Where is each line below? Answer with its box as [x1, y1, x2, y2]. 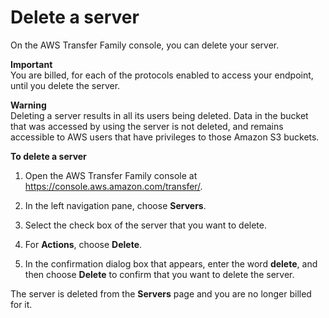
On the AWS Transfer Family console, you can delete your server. [10, 39, 280, 51]
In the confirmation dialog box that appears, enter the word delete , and [24, 257, 318, 270]
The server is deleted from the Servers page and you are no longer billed [10, 287, 312, 300]
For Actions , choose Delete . [24, 238, 143, 250]
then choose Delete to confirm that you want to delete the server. [24, 268, 295, 280]
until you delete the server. [10, 79, 121, 91]
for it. [10, 298, 33, 310]
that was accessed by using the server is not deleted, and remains [10, 120, 284, 132]
